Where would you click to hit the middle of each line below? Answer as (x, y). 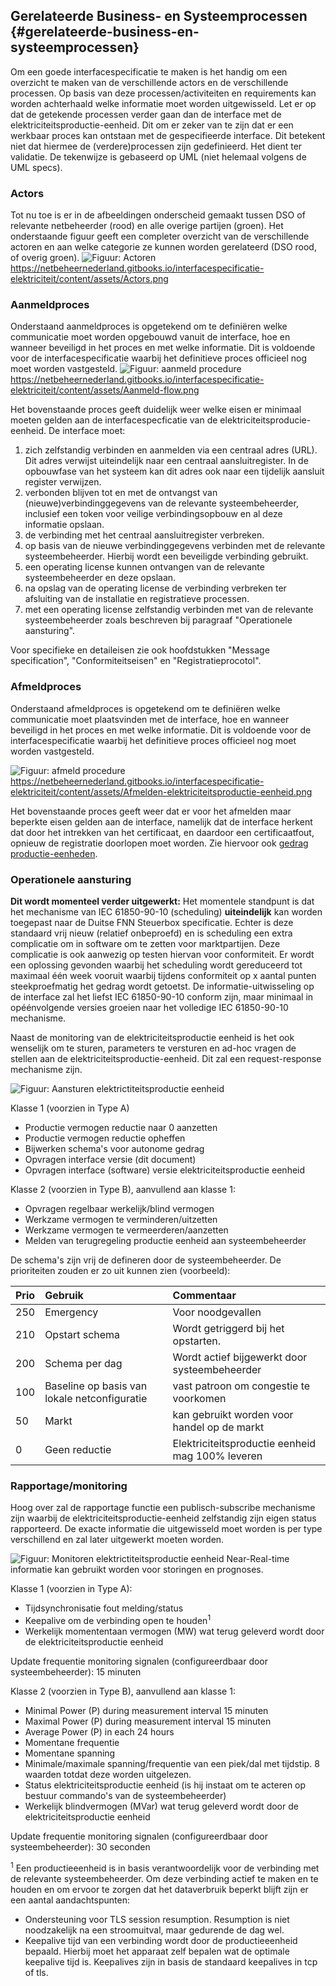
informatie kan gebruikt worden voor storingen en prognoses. (137, 1570)
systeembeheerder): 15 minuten (76, 1671)
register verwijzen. (63, 482)
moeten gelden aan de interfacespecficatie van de (114, 420)
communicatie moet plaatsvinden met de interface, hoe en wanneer (150, 719)
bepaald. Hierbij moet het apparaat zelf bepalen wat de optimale (157, 1951)
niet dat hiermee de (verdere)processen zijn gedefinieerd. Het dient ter (156, 146)
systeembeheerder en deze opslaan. (100, 578)
